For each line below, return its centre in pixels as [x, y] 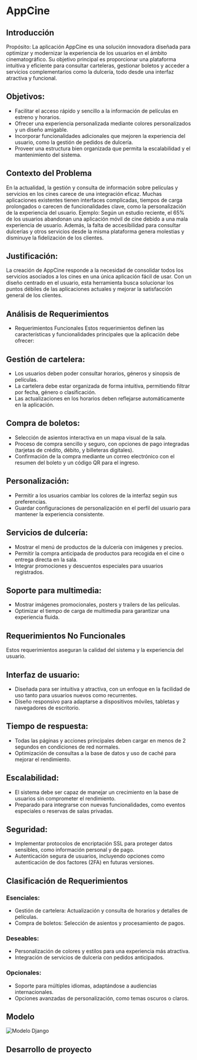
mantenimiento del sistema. [48, 155]
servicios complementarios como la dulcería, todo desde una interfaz [90, 72]
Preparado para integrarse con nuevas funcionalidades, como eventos [100, 805]
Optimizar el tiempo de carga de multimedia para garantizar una [92, 611]
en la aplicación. [34, 405]
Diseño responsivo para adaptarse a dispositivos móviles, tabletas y [97, 701]
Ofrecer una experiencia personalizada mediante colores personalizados [103, 123]
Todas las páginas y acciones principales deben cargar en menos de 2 [100, 740]
